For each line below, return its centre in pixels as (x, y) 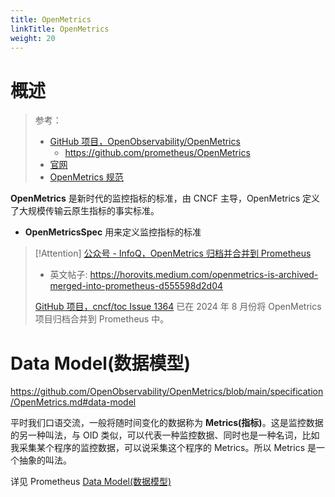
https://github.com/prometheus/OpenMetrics (157, 153)
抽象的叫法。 (45, 460)
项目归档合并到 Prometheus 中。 (102, 319)
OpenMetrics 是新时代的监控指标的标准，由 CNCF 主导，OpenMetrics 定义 (165, 198)
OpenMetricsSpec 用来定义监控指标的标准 (113, 232)
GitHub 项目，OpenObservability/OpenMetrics (145, 142)
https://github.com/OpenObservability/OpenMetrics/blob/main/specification (167, 392)
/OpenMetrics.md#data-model (73, 402)
